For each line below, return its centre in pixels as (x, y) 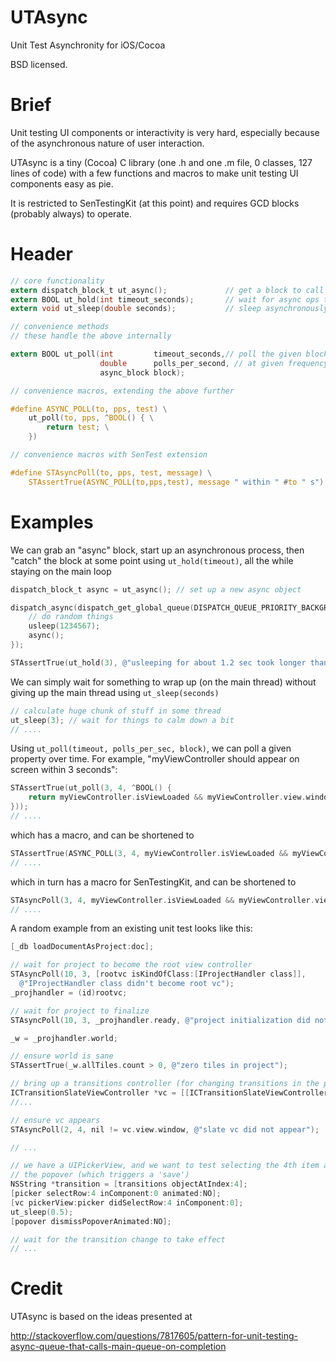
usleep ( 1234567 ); (64, 626)
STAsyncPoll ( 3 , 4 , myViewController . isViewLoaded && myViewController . (162, 900)
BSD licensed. (39, 64)
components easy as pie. (62, 183)
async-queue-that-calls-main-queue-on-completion (118, 1347)
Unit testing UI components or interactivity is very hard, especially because (165, 132)
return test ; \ (78, 427)
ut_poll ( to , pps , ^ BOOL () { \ (91, 418)
